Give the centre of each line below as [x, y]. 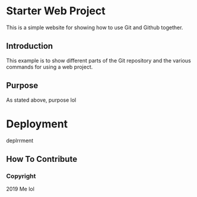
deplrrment [20, 140]
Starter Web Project [56, 11]
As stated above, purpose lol [41, 100]
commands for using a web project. [50, 67]
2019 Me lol [20, 189]
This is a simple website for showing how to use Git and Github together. [95, 27]
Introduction [30, 46]
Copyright [21, 176]
